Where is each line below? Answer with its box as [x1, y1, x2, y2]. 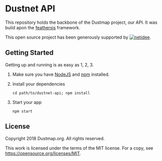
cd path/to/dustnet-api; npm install [12, 90, 90, 96]
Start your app [12, 99, 42, 105]
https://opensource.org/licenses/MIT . [5, 150, 81, 156]
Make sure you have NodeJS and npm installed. [12, 71, 110, 77]
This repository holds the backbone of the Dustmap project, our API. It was [5, 19, 158, 25]
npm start [12, 108, 33, 114]
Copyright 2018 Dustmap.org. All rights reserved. [5, 135, 105, 141]
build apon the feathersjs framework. [5, 24, 81, 30]
